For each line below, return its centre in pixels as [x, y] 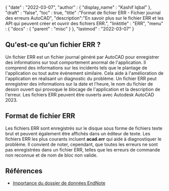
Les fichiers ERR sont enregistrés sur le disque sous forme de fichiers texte [84, 128]
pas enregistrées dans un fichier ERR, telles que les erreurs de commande [83, 149]
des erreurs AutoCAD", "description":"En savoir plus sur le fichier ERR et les [84, 18]
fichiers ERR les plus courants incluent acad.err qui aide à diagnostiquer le [83, 139]
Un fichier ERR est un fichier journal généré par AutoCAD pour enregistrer [82, 57]
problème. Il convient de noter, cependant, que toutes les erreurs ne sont [82, 144]
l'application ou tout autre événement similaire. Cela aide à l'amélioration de [84, 73]
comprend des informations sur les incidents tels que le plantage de [76, 67]
